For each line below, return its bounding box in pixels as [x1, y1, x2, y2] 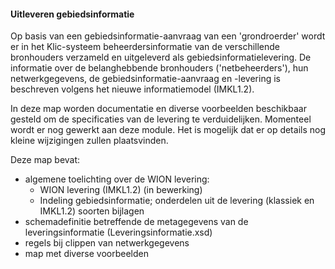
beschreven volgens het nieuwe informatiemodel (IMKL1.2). [10, 83, 255, 95]
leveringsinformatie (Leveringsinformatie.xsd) [24, 226, 213, 239]
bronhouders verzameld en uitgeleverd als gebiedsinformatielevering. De [10, 51, 312, 64]
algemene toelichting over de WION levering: [24, 173, 210, 185]
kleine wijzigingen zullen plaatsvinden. [10, 135, 169, 147]
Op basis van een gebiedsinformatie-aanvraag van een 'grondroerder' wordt [10, 30, 326, 42]
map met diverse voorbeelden [24, 248, 150, 260]
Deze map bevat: [10, 154, 81, 166]
